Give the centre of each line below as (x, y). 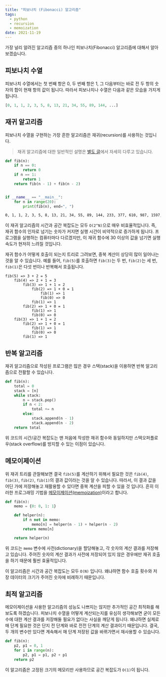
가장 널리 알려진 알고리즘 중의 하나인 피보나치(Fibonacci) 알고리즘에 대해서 (77, 47)
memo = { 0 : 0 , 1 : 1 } (35, 506)
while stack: (27, 395)
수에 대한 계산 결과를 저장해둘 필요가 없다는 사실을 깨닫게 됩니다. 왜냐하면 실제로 (82, 620)
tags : (11, 14)
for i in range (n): (34, 651)
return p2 (24, 659)
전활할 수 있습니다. (36, 372)
